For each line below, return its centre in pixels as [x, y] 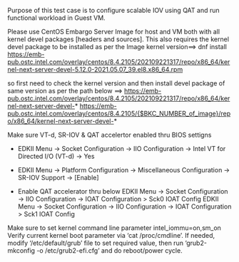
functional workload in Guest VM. [56, 18]
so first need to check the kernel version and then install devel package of [116, 83]
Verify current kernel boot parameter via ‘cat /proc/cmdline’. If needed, [111, 235]
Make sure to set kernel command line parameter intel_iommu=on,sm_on [114, 228]
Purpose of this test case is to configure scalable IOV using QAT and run [113, 10]
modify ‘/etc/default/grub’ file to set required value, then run [96, 243]
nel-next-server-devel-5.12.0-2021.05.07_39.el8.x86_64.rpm [95, 69]
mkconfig [21, 251]
